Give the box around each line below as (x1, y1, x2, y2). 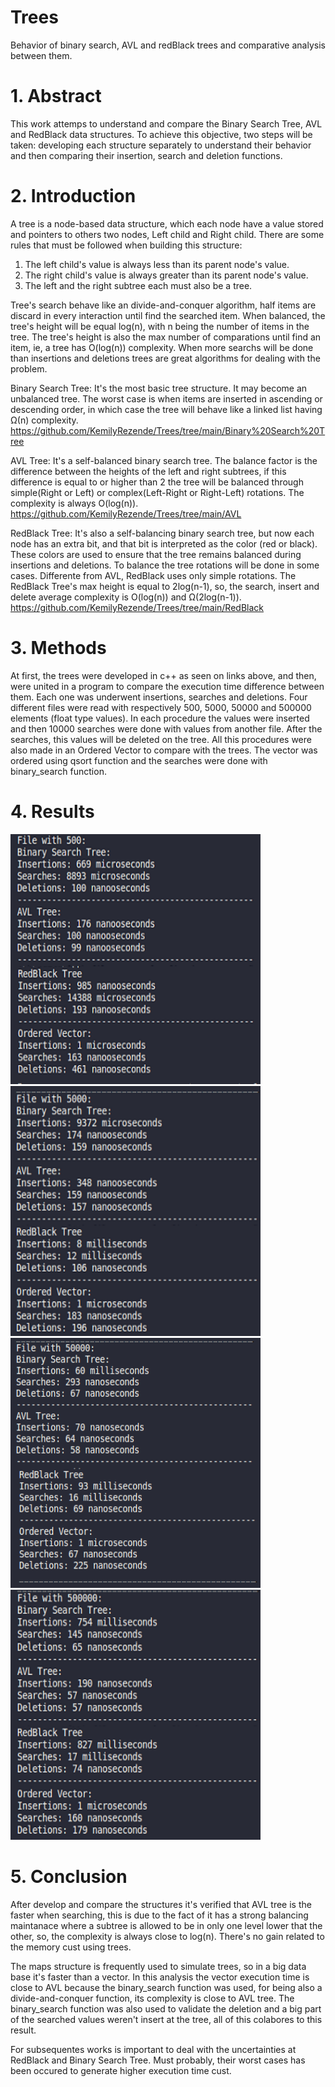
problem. (10, 362, 48, 375)
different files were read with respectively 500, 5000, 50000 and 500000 (10, 701, 312, 713)
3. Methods (10, 637, 107, 659)
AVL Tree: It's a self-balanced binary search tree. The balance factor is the (10, 454, 318, 466)
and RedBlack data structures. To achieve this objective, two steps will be (10, 128, 313, 140)
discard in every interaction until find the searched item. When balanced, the (10, 309, 326, 321)
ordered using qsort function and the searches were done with (10, 754, 268, 766)
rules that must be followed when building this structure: (10, 239, 243, 251)
